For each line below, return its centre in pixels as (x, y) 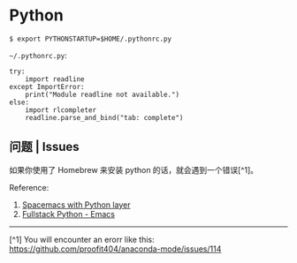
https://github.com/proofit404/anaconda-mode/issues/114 (115, 249)
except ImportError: (47, 86)
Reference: (29, 187)
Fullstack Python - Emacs (68, 214)
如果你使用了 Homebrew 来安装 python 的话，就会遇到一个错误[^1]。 (134, 169)
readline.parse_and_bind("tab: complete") (104, 117)
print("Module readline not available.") (102, 94)
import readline (55, 79)
